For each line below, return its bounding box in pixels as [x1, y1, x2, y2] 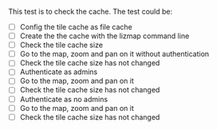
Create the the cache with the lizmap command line [19, 31, 190, 41]
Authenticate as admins [19, 67, 98, 77]
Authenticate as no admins [19, 94, 108, 104]
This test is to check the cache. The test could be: [8, 7, 173, 16]
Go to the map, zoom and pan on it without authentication [19, 49, 210, 59]
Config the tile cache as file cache [19, 22, 133, 31]
